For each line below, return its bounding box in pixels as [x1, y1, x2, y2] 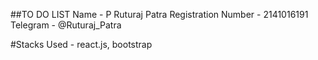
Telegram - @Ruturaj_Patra [10, 19, 122, 31]
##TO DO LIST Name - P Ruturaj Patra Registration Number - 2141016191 [10, 9, 309, 20]
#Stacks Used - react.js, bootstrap [10, 39, 153, 50]
